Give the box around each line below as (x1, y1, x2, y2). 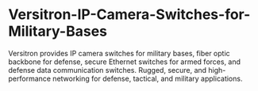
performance (8, 74, 52, 83)
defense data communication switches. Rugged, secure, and (8, 65, 207, 74)
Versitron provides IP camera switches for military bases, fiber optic (8, 48, 230, 58)
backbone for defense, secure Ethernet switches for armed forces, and (8, 57, 241, 66)
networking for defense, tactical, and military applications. (52, 74, 243, 83)
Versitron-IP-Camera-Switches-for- (8, 6, 251, 24)
